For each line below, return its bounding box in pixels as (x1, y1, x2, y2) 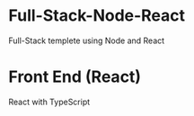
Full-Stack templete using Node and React (8, 35, 165, 46)
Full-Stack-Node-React (8, 5, 186, 26)
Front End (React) (8, 67, 141, 87)
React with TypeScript (8, 96, 91, 107)
